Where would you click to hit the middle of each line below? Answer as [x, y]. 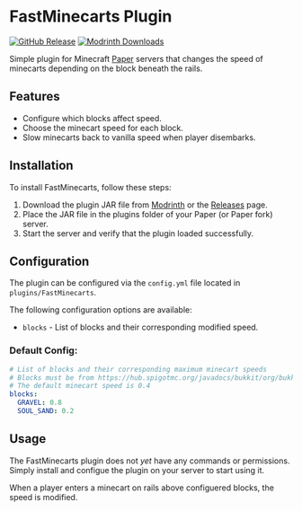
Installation [41, 166]
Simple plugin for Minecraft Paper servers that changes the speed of [136, 58]
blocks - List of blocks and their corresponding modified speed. [140, 327]
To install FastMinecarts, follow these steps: [91, 187]
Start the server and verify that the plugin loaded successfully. [138, 233]
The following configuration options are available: [101, 310]
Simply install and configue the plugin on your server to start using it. [137, 470]
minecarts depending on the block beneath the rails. [106, 68]
